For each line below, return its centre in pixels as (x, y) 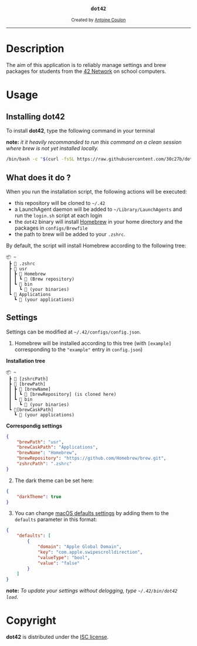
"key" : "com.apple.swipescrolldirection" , (90, 552)
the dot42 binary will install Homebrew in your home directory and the (98, 221)
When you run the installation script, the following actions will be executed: (97, 191)
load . (12, 597)
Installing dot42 (36, 117)
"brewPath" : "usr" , (40, 442)
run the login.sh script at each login (58, 215)
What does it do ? (39, 178)
